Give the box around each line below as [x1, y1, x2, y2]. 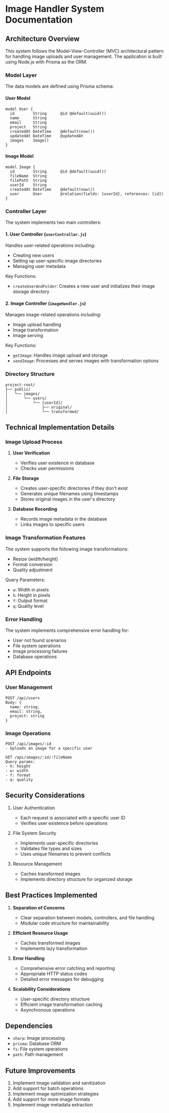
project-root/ [5, 382, 36, 387]
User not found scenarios [12, 637, 67, 643]
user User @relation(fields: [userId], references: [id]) [10, 191, 164, 196]
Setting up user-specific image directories [12, 258, 102, 264]
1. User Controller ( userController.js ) [5, 231, 87, 237]
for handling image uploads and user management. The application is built [5, 53, 162, 59]
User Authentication [12, 805, 55, 811]
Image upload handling [12, 321, 61, 328]
